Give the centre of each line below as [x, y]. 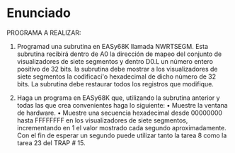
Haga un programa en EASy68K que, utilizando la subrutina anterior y [118, 98]
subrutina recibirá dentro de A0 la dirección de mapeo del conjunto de [119, 54]
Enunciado [39, 13]
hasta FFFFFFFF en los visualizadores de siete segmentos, [102, 120]
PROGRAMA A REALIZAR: [44, 33]
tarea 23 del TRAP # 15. [51, 142]
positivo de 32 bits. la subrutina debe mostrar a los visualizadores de [117, 69]
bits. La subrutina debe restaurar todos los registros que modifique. [115, 84]
